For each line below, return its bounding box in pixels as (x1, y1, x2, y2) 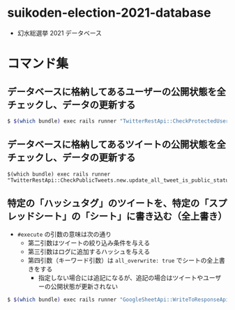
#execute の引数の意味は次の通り (17, 230, 112, 238)
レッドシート (7, 210, 63, 222)
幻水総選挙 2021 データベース (17, 29, 103, 37)
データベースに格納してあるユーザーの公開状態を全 (7, 86, 227, 98)
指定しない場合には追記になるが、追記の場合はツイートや (38, 274, 204, 282)
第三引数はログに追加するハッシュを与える (27, 247, 151, 256)
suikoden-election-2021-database (7, 5, 211, 21)
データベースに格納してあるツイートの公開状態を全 (7, 139, 227, 150)
